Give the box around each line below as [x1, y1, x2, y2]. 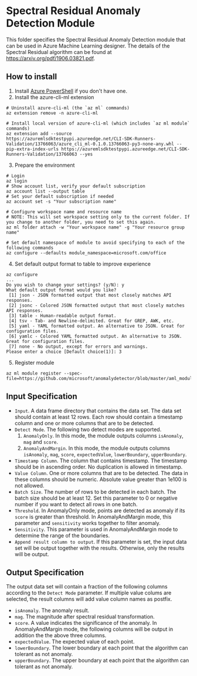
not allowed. [14, 482, 45, 489]
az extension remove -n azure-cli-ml [6, 110, 98, 116]
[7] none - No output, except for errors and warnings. [8, 344, 148, 349]
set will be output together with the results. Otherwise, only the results [14, 544, 185, 551]
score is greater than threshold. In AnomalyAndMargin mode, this [14, 513, 172, 520]
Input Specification [6, 392, 77, 402]
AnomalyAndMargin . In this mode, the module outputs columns [23, 445, 170, 452]
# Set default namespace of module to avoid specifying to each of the [6, 240, 185, 245]
